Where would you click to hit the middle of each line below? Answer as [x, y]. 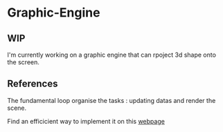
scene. [17, 108]
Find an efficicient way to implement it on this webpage [86, 121]
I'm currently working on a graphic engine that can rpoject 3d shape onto [112, 55]
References [33, 84]
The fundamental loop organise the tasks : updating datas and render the [111, 100]
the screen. [24, 62]
